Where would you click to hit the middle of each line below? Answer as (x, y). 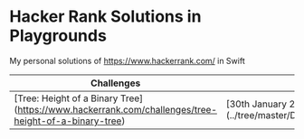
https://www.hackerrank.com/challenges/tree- (117, 109)
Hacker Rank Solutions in (105, 17)
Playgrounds (58, 36)
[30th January (256, 104)
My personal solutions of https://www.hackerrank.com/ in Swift (128, 60)
